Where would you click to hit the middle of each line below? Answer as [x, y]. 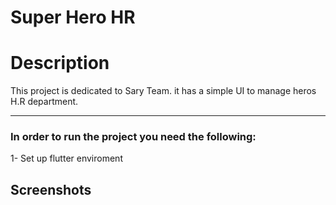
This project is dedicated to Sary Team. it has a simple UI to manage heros [163, 91]
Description [60, 63]
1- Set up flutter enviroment [66, 158]
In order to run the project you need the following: [133, 137]
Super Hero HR [73, 17]
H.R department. [44, 102]
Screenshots [51, 189]
